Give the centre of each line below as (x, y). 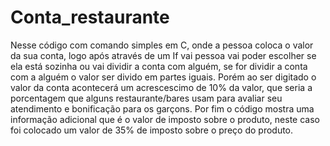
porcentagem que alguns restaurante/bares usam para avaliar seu (146, 98)
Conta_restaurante (90, 17)
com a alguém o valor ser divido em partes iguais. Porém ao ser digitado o (163, 77)
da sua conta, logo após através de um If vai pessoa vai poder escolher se (163, 55)
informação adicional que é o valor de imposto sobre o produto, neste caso (165, 119)
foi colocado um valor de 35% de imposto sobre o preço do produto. (152, 130)
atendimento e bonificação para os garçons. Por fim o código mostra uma (162, 108)
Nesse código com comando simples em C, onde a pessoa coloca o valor (162, 45)
